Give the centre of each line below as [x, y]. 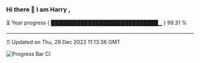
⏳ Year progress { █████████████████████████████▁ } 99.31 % [97, 23]
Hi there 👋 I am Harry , [38, 10]
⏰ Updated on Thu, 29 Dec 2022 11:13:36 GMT [63, 42]
